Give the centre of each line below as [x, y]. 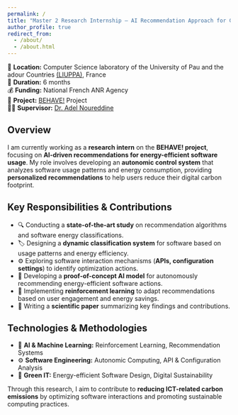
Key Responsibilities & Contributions [90, 207]
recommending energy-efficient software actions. [90, 283]
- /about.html [34, 47]
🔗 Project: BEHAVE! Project [47, 100]
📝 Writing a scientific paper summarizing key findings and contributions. [124, 306]
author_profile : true [39, 27]
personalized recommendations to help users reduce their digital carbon [114, 177]
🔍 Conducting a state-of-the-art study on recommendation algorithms [122, 225]
